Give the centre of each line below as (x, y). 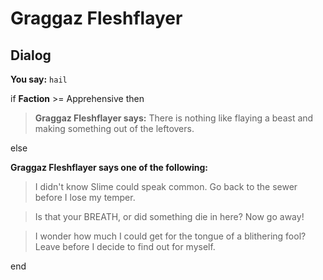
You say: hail (39, 79)
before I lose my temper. (85, 197)
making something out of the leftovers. (114, 128)
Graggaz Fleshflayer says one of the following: (109, 167)
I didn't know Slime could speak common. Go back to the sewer (166, 186)
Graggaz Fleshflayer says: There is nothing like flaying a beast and (174, 118)
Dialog (31, 55)
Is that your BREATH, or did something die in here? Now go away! (169, 216)
